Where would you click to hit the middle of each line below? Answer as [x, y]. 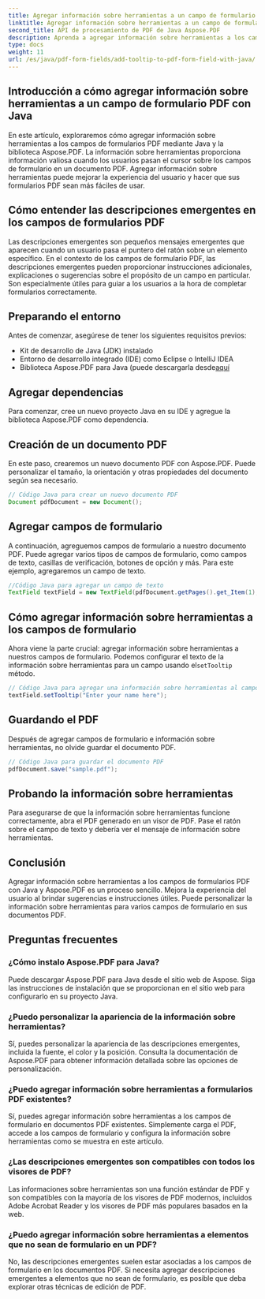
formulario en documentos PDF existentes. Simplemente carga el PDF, [122, 1125]
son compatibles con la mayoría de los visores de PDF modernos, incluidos [130, 1197]
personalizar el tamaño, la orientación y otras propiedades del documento [128, 472]
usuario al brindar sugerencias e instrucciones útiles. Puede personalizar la [130, 898]
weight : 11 [26, 52]
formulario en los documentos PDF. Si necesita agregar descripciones [122, 1270]
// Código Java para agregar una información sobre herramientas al [123, 688]
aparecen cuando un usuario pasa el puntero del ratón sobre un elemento [128, 250]
